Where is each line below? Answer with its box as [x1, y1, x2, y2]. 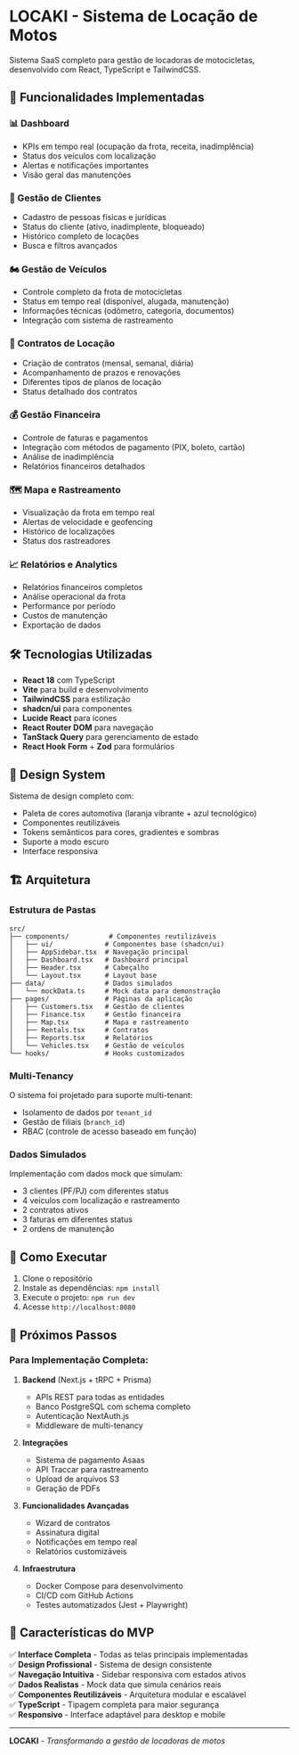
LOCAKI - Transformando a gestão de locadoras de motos [9, 1735, 225, 1746]
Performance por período [21, 601, 116, 611]
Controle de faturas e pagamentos [21, 432, 149, 443]
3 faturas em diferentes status [21, 1214, 133, 1225]
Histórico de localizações [21, 526, 116, 537]
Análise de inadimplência [21, 451, 114, 462]
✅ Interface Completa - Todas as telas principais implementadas [9, 1649, 248, 1660]
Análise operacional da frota [21, 591, 126, 603]
